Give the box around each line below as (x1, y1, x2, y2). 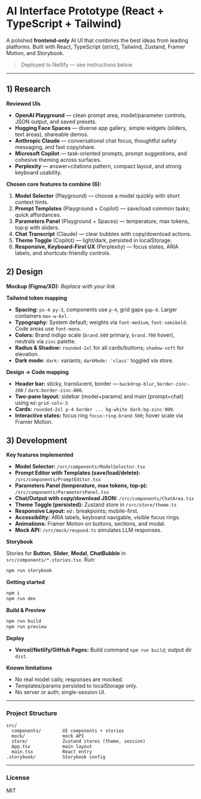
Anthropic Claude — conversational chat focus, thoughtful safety (14, 137, 177, 144)
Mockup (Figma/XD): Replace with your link (6, 283, 115, 290)
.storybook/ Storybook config (6, 754, 106, 760)
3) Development (6, 435, 68, 446)
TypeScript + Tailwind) (6, 17, 121, 31)
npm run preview (6, 624, 47, 629)
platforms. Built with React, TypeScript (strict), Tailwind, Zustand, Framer (6, 43, 185, 50)
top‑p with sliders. (14, 223, 60, 231)
